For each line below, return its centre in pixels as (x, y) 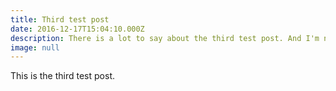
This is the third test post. (62, 76)
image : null (35, 47)
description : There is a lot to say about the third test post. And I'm (165, 38)
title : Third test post (60, 19)
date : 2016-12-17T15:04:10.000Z (77, 29)
